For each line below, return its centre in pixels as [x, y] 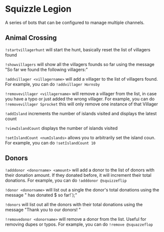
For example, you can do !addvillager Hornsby [53, 84]
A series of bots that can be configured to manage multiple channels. [75, 22]
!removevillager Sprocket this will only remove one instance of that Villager [82, 104]
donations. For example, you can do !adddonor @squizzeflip [66, 180]
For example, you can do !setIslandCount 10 [50, 143]
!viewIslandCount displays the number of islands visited [61, 128]
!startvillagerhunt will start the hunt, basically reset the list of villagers [78, 49]
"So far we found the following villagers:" [47, 69]
